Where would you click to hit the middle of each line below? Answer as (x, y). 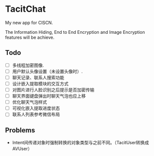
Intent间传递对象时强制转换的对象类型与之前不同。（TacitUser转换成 (80, 143)
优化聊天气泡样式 (30, 102)
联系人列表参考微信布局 (36, 114)
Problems (20, 130)
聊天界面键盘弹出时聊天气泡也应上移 (49, 96)
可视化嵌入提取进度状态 (36, 108)
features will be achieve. (30, 37)
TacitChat (25, 9)
